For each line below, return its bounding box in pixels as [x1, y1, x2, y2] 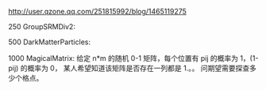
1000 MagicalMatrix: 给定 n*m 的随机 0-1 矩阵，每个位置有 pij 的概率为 [8, 54, 238, 62]
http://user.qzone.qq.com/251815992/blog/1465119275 [8, 7, 187, 16]
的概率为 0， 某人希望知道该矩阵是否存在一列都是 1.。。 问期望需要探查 [20, 63, 250, 73]
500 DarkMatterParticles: [8, 37, 91, 47]
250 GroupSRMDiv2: [8, 22, 75, 31]
